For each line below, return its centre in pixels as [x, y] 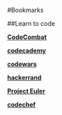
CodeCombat [27, 37]
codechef [22, 105]
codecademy [27, 51]
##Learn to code [31, 23]
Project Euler [26, 91]
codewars [22, 64]
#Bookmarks [25, 10]
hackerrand [24, 77]
